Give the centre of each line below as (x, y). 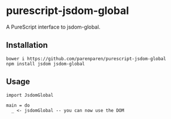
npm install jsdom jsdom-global (45, 64)
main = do (18, 105)
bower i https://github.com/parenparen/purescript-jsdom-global (86, 59)
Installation (27, 45)
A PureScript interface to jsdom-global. (53, 27)
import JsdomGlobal (30, 95)
